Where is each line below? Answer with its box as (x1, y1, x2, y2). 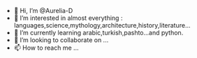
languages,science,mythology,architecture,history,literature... (13, 21, 191, 29)
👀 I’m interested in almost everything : (13, 14, 123, 22)
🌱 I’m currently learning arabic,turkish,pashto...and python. (13, 28, 184, 37)
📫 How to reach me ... (13, 43, 79, 52)
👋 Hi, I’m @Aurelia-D (13, 7, 73, 14)
